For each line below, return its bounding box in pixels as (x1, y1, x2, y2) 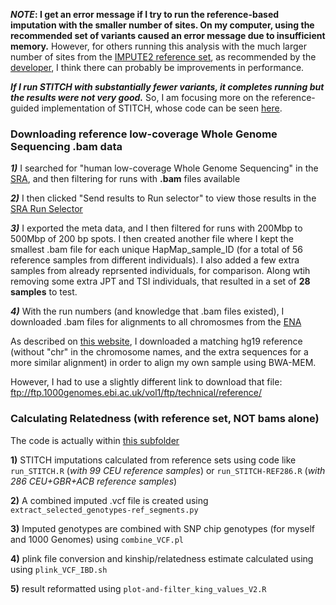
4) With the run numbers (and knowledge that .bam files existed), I (10, 305, 285, 318)
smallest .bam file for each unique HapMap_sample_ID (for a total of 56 (10, 244, 303, 256)
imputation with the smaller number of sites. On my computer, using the (10, 19, 315, 31)
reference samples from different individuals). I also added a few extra (10, 254, 300, 266)
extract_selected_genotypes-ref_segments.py (10, 505, 199, 515)
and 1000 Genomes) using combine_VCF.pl (10, 533, 184, 545)
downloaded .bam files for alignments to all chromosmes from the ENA (10, 316, 302, 328)
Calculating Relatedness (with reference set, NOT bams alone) (10, 412, 320, 426)
